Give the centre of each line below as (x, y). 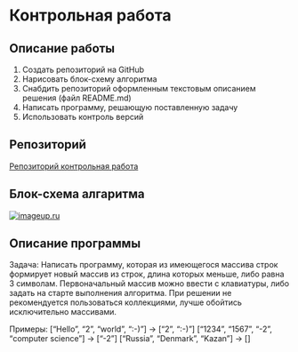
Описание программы (75, 244)
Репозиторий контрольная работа (74, 166)
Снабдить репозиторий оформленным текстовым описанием (139, 88)
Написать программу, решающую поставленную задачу (130, 107)
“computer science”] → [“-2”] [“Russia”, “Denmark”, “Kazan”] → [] (130, 339)
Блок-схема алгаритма (77, 194)
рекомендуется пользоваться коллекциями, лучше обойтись (126, 302)
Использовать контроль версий (83, 117)
